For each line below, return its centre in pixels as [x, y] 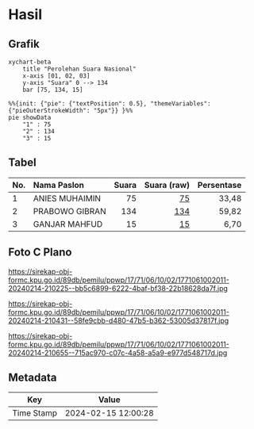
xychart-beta [30, 62]
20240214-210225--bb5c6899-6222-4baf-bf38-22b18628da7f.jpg [118, 288]
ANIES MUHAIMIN [67, 198]
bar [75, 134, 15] [53, 90]
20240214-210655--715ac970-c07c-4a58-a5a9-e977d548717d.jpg [118, 352]
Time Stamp [35, 413]
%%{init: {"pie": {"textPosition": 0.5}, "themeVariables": [110, 104]
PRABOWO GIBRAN [69, 211]
